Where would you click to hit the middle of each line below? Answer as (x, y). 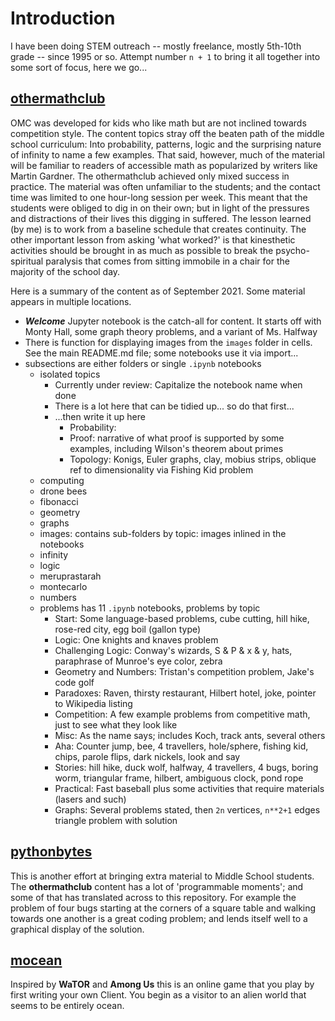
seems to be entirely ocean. (67, 1006)
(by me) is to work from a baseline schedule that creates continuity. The (158, 229)
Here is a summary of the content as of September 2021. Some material (158, 291)
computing (62, 480)
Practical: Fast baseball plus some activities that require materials (189, 788)
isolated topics (70, 374)
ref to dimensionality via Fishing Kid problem (161, 469)
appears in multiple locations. (71, 301)
